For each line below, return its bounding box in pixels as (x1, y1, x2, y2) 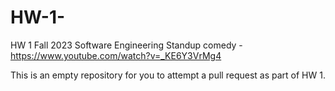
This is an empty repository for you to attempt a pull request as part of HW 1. (10, 69, 326, 81)
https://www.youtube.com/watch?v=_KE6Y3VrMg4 (10, 49, 222, 61)
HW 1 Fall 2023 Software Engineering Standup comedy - (10, 39, 243, 51)
